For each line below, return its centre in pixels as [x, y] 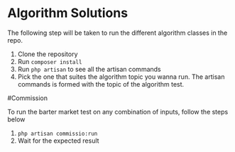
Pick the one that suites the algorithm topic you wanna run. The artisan [121, 77]
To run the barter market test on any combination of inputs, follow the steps [118, 112]
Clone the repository [48, 54]
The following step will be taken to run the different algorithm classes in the [117, 33]
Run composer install [50, 61]
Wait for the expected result [58, 141]
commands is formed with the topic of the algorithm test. [101, 84]
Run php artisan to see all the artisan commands [89, 69]
